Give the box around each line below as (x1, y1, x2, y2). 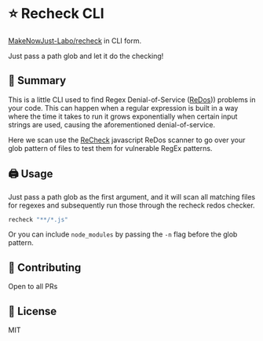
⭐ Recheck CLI (8, 5, 104, 23)
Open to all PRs (8, 282, 58, 291)
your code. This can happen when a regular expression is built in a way (8, 103, 239, 112)
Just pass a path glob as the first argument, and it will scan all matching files (8, 192, 256, 201)
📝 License (8, 304, 57, 317)
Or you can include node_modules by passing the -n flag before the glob (8, 229, 238, 239)
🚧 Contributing (8, 261, 82, 274)
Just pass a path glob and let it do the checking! (8, 51, 164, 60)
